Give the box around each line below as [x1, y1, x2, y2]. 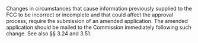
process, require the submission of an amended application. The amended [6, 18, 189, 24]
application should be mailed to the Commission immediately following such [6, 24, 191, 31]
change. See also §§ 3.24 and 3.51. [6, 30, 92, 37]
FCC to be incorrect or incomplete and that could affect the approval [6, 11, 174, 18]
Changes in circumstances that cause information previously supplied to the [6, 5, 193, 12]
